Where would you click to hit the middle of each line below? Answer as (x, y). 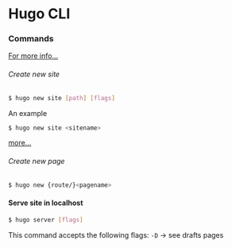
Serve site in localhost (46, 203)
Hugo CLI (39, 14)
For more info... (33, 56)
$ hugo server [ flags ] (46, 219)
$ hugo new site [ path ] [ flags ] (62, 98)
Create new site (34, 74)
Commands (31, 39)
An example (28, 113)
